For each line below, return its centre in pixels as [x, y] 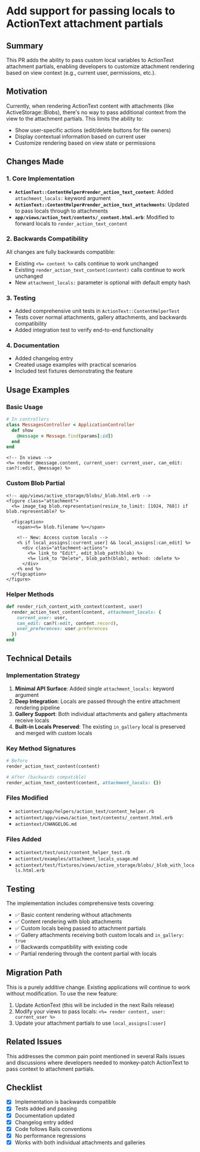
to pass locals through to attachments [61, 211]
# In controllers [28, 419]
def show [22, 430]
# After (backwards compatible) [46, 777]
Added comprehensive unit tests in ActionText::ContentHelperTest [97, 311]
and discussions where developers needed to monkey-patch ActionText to [98, 1062]
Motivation [27, 92]
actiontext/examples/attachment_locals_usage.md [76, 859]
